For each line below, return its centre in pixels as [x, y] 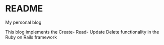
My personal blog [23, 22]
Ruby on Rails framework [31, 37]
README [24, 9]
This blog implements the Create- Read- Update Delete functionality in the [82, 32]
